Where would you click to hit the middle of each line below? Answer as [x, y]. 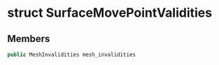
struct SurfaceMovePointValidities [109, 13]
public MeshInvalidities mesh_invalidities [72, 55]
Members [29, 39]
